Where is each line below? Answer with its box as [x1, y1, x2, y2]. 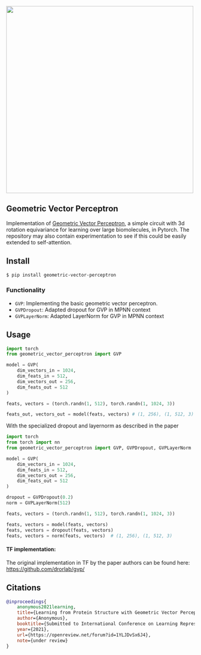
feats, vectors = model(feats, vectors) [6, 521, 109, 527]
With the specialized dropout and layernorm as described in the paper [6, 422, 179, 429]
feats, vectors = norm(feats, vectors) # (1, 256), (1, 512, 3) [6, 533, 172, 539]
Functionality [6, 286, 46, 295]
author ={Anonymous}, [17, 615, 68, 621]
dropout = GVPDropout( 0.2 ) [6, 495, 74, 501]
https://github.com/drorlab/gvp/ [6, 565, 85, 572]
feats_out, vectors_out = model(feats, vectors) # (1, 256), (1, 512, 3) [6, 411, 194, 417]
